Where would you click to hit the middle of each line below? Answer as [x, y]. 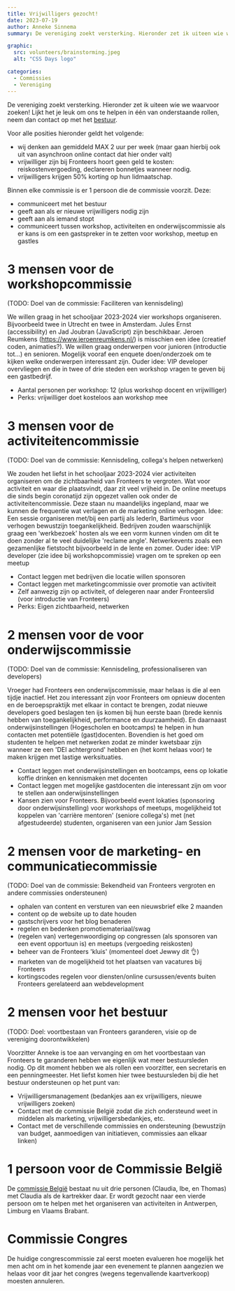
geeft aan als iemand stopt [56, 219]
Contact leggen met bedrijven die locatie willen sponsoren [101, 577]
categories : [24, 71]
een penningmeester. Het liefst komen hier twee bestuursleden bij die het [113, 1075]
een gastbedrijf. [30, 376]
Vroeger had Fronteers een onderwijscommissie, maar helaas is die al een [114, 690]
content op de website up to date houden [77, 914]
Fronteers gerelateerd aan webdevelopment [80, 984]
